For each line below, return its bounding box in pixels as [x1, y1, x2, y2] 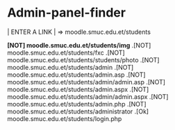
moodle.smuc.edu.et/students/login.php [7, 114, 122, 122]
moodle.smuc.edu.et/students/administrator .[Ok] [7, 107, 149, 115]
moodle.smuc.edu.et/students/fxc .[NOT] [7, 48, 125, 57]
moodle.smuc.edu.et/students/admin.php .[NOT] [7, 100, 147, 108]
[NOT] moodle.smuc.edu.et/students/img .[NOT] [7, 41, 151, 49]
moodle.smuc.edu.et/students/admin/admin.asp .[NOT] [7, 77, 165, 86]
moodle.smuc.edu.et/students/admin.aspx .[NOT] [7, 85, 149, 93]
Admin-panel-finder [7, 5, 126, 21]
